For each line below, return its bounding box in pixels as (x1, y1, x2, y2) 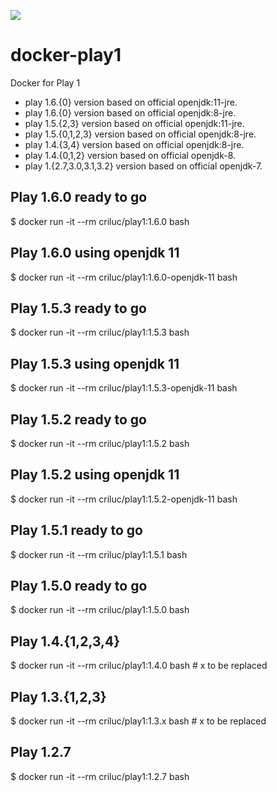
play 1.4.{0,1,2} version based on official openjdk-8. (24, 149, 237, 161)
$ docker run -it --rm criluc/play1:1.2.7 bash (10, 770, 190, 782)
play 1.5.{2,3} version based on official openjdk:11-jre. (24, 117, 245, 129)
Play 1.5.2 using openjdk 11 (10, 466, 180, 484)
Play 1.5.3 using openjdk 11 (10, 355, 180, 372)
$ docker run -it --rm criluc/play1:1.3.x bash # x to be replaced (10, 715, 267, 727)
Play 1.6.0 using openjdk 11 (10, 245, 180, 262)
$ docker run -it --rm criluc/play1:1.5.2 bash (10, 438, 190, 449)
